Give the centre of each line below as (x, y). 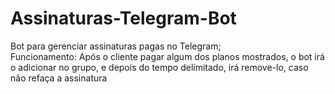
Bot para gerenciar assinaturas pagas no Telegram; (116, 46)
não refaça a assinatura (59, 78)
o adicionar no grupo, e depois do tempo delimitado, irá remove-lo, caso (159, 67)
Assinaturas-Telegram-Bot (123, 18)
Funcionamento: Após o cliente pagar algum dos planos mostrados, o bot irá (167, 56)
